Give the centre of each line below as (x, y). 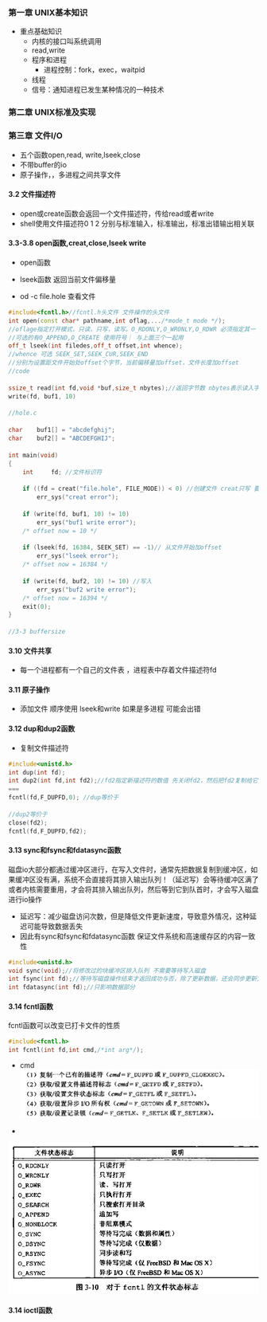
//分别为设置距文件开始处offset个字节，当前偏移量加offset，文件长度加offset (124, 363)
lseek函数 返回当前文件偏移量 (68, 279)
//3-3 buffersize (37, 632)
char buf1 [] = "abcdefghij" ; (62, 430)
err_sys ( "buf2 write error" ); (87, 590)
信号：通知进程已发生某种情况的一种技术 (98, 90)
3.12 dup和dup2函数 (42, 729)
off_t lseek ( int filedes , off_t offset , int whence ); (95, 346)
